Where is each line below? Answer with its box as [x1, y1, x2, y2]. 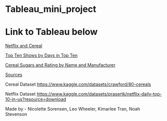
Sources [5, 72, 22, 78]
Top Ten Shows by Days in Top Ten [5, 52, 78, 58]
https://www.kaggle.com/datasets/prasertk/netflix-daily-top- [36, 91, 162, 97]
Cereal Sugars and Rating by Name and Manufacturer [5, 62, 116, 68]
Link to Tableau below [5, 26, 98, 38]
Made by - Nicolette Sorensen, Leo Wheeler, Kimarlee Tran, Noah [5, 106, 140, 112]
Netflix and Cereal [5, 43, 42, 49]
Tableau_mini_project [5, 3, 96, 15]
